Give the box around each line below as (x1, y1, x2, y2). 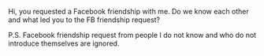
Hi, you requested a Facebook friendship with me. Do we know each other (8, 7, 250, 16)
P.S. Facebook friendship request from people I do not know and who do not (8, 31, 257, 39)
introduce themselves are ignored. (8, 39, 120, 48)
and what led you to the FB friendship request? (8, 15, 161, 24)
